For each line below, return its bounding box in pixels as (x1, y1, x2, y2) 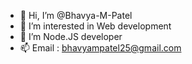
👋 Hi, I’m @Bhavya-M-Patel (19, 10, 133, 21)
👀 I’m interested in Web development (19, 20, 172, 32)
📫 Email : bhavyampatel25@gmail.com (19, 42, 182, 54)
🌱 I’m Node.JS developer (19, 31, 123, 42)
